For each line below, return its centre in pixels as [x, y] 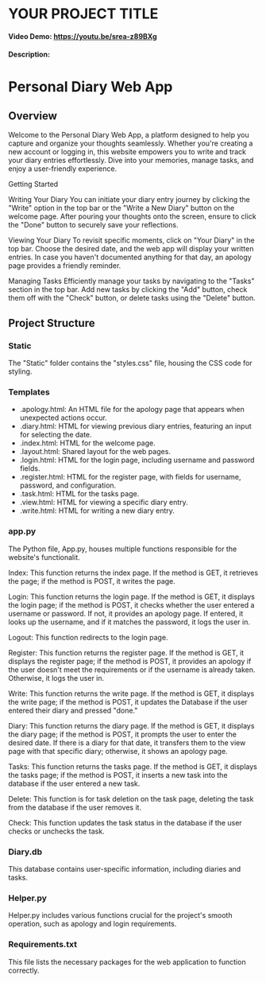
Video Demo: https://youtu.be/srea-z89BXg [83, 36]
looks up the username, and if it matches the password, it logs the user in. [129, 622]
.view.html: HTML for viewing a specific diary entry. [104, 503]
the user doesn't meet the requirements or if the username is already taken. [132, 670]
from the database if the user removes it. [75, 807]
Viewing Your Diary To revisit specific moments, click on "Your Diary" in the [132, 240]
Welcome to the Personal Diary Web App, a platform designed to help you [129, 135]
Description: [29, 54]
